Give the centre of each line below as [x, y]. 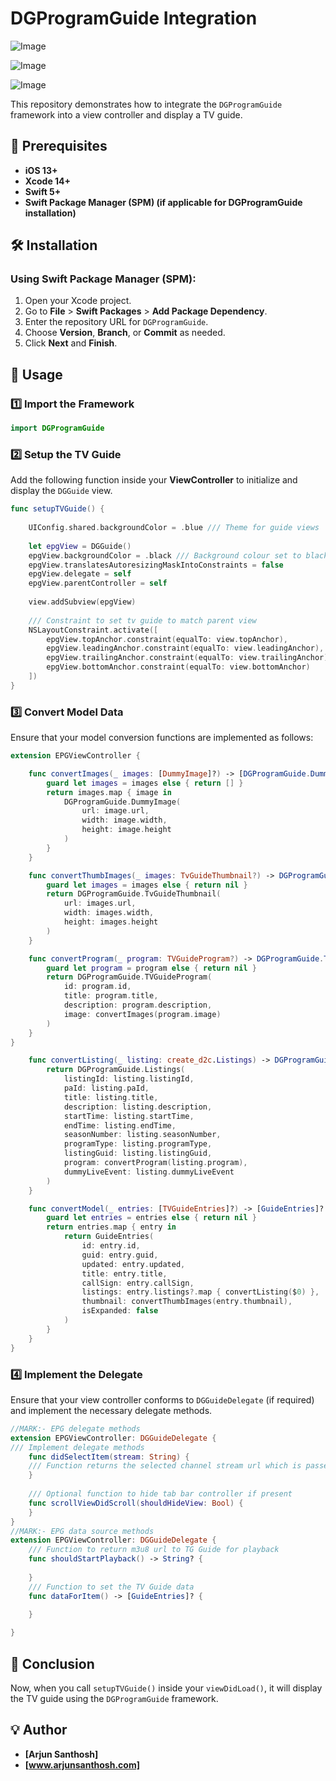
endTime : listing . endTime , [120, 1125]
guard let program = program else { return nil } [151, 968]
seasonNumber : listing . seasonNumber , [142, 1135]
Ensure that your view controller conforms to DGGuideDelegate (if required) [162, 1399]
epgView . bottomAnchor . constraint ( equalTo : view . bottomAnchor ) [178, 667]
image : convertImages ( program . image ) [142, 1014]
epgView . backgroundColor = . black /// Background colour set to [165, 555]
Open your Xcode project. [78, 301]
